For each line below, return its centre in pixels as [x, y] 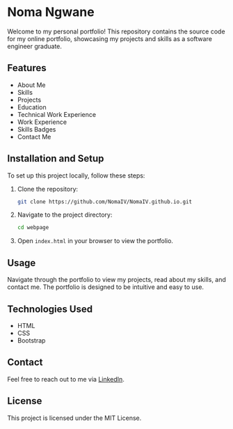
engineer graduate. [35, 46]
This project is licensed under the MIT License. [74, 418]
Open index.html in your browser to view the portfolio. [95, 241]
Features [27, 68]
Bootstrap [31, 340]
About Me [32, 85]
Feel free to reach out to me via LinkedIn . [66, 379]
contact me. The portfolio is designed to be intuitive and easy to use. [105, 287]
